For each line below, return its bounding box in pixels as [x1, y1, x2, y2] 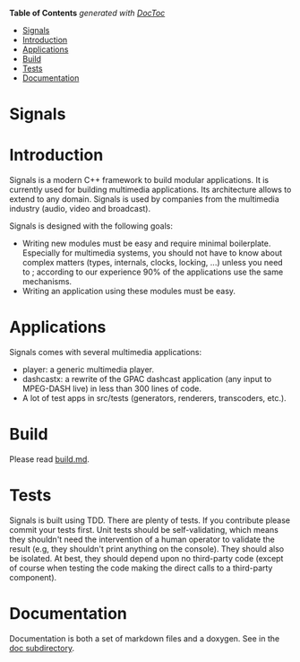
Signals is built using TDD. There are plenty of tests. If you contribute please [9, 515, 291, 526]
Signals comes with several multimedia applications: [9, 347, 202, 358]
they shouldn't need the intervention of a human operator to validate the [9, 534, 275, 544]
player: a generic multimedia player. [21, 364, 155, 375]
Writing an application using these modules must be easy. [21, 286, 236, 297]
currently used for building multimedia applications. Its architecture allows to [9, 184, 292, 196]
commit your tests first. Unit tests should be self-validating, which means [9, 524, 279, 535]
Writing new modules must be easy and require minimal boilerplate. [21, 238, 271, 249]
